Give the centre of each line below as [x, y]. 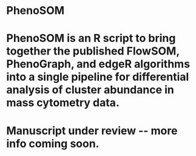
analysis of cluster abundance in [90, 90]
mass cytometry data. [63, 103]
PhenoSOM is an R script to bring [91, 39]
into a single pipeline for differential [98, 77]
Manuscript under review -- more [92, 131]
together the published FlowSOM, [93, 51]
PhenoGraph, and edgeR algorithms [98, 64]
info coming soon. [53, 144]
